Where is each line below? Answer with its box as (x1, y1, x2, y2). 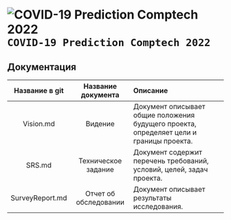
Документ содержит (133, 148, 203, 157)
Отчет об (85, 189, 115, 198)
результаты (133, 193, 172, 203)
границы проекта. (133, 137, 193, 146)
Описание (133, 86, 168, 95)
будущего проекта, (133, 119, 197, 128)
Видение (85, 119, 115, 128)
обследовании (76, 197, 125, 207)
